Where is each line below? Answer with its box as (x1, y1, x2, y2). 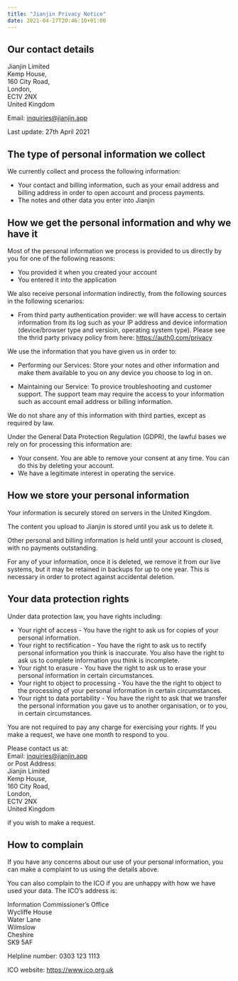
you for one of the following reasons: (7, 254, 116, 263)
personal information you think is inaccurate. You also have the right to (17, 648, 225, 657)
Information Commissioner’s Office (7, 901, 109, 909)
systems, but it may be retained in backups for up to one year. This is (7, 565, 210, 573)
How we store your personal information (7, 489, 190, 502)
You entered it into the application (17, 275, 117, 284)
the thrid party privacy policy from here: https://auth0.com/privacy (17, 333, 213, 341)
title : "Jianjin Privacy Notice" (7, 10, 107, 18)
